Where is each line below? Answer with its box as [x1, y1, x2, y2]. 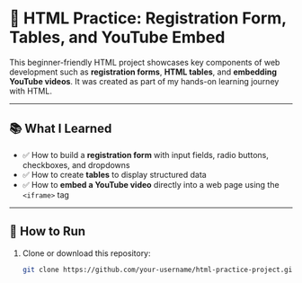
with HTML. [9, 85, 52, 96]
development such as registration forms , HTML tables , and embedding [9, 66, 277, 77]
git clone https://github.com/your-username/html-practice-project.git [22, 265, 297, 274]
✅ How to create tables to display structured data [22, 169, 207, 180]
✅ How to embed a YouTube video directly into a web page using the [22, 179, 280, 190]
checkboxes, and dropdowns [22, 159, 130, 170]
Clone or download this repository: [22, 247, 151, 259]
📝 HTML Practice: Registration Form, [9, 8, 287, 29]
